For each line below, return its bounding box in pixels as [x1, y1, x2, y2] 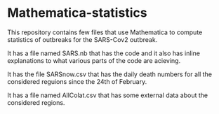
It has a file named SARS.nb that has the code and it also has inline [7, 49, 200, 57]
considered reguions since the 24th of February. [7, 77, 147, 85]
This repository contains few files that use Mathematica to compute [7, 28, 203, 36]
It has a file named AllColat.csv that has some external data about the [7, 91, 208, 99]
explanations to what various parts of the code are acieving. [7, 56, 181, 64]
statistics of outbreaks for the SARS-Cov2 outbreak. [7, 35, 158, 43]
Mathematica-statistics [7, 5, 147, 21]
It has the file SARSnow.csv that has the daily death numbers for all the [7, 70, 213, 78]
